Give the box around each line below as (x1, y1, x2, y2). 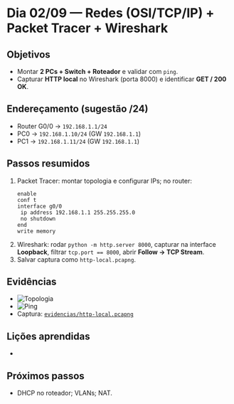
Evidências (6, 276, 57, 288)
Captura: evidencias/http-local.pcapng (16, 309, 134, 318)
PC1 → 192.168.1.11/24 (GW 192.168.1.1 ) (16, 137, 140, 145)
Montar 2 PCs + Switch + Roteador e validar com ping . (16, 68, 179, 75)
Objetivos (6, 48, 50, 60)
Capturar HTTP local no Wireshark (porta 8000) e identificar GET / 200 (16, 75, 227, 83)
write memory (16, 228, 56, 235)
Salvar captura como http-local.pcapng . (16, 255, 137, 264)
